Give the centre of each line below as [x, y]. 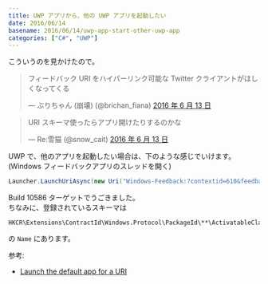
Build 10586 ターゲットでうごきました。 [74, 198]
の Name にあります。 [42, 239]
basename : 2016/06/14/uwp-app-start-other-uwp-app [94, 30]
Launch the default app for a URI [73, 271]
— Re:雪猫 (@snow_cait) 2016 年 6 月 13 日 [98, 140]
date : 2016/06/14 [37, 23]
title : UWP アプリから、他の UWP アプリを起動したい [87, 16]
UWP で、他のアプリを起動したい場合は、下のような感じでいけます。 [122, 156]
